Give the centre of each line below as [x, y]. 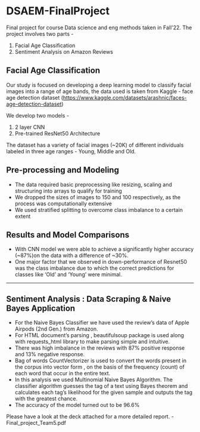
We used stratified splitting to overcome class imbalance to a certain [99, 209]
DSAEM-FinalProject [58, 11]
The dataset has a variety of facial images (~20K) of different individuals [95, 145]
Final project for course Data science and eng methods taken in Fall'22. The [99, 27]
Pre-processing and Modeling [62, 170]
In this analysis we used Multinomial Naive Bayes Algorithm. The [94, 379]
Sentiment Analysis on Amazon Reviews [64, 51]
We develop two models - [38, 115]
